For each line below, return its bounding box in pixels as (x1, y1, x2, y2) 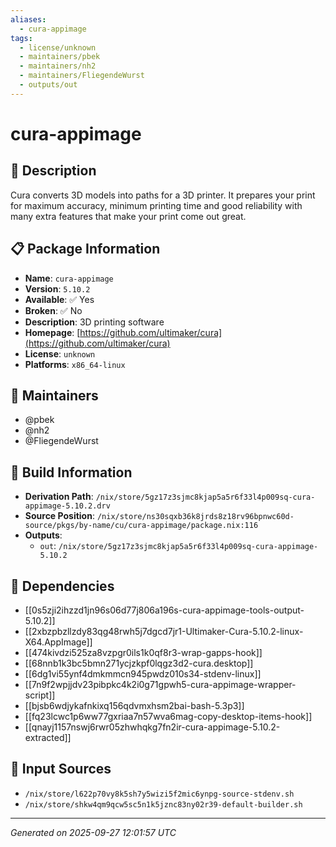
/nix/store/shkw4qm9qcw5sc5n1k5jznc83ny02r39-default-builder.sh (24, 799, 303, 810)
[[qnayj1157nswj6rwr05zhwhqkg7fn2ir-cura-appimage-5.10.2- (24, 721, 281, 733)
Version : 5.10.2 (24, 282, 91, 295)
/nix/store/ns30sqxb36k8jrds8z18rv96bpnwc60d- (96, 512, 295, 522)
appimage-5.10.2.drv (24, 501, 111, 511)
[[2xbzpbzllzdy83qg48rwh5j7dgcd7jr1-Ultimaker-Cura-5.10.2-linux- (24, 626, 304, 637)
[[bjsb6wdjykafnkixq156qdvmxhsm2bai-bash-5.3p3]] (24, 700, 245, 711)
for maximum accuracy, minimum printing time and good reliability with (10, 199, 303, 211)
